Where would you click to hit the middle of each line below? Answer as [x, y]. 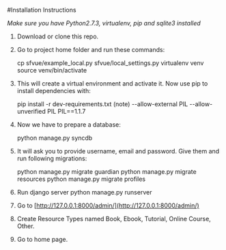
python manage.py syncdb [55, 138]
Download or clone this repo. [58, 36]
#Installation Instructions [42, 10]
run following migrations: [52, 158]
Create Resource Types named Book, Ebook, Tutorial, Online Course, [114, 219]
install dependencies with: [54, 91]
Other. [26, 226]
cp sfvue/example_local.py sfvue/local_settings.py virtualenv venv [110, 63]
